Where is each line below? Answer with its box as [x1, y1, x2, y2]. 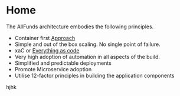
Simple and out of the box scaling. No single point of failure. [14, 41, 161, 48]
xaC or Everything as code [14, 47, 80, 54]
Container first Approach [14, 34, 76, 41]
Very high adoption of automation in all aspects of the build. [14, 53, 161, 60]
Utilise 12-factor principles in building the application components [14, 72, 175, 79]
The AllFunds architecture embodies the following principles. [6, 23, 154, 30]
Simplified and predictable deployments [14, 59, 112, 67]
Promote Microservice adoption [14, 65, 92, 72]
